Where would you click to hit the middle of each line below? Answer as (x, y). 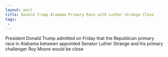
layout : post (19, 10)
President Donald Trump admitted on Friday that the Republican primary (80, 38)
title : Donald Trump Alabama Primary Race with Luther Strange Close (80, 15)
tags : (11, 19)
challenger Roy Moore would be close (45, 49)
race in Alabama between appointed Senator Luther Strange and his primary (84, 44)
